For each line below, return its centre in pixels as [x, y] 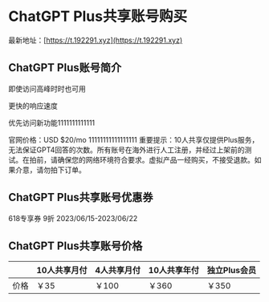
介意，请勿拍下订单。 [50, 170]
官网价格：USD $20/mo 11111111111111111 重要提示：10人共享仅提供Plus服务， [134, 139]
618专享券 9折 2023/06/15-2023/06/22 [73, 218]
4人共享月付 [118, 271]
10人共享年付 [173, 271]
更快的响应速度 [33, 106]
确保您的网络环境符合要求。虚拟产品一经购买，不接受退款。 [156, 159]
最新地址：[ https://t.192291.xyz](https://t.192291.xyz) [96, 40]
